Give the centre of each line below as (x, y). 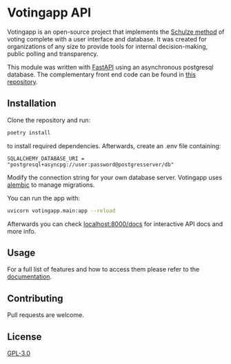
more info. (22, 231)
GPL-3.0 (19, 353)
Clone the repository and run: (49, 120)
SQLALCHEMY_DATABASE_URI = (46, 159)
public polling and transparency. (53, 54)
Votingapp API (49, 13)
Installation (32, 104)
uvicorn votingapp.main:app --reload (61, 211)
